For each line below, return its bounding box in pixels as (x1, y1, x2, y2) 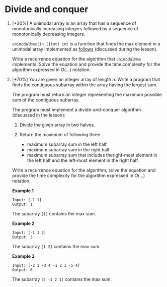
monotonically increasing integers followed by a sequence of (12, 25, 139, 31)
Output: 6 (12, 267, 33, 272)
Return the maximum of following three (19, 131, 101, 137)
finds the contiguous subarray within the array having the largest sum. (12, 82, 158, 88)
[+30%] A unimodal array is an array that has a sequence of (12, 20, 137, 26)
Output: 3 (12, 235, 33, 240)
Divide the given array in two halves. (19, 122, 95, 128)
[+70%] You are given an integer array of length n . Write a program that (12, 76, 160, 82)
